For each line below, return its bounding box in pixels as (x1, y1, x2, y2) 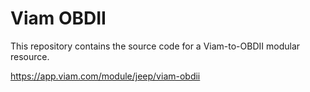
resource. (10, 50, 50, 62)
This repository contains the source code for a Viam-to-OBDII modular (10, 40, 301, 52)
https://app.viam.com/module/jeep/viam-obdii (10, 70, 201, 82)
